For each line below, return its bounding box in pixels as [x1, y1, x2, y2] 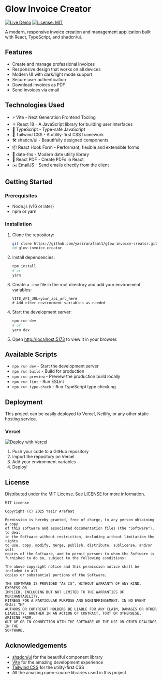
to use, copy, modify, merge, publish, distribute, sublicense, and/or [5, 543, 152, 548]
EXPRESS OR [5, 586, 27, 591]
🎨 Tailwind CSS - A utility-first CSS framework [12, 131, 104, 137]
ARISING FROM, [5, 615, 34, 620]
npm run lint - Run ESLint [12, 379, 64, 384]
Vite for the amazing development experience [12, 660, 103, 665]
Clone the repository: [12, 232, 55, 238]
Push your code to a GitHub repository [12, 449, 89, 454]
